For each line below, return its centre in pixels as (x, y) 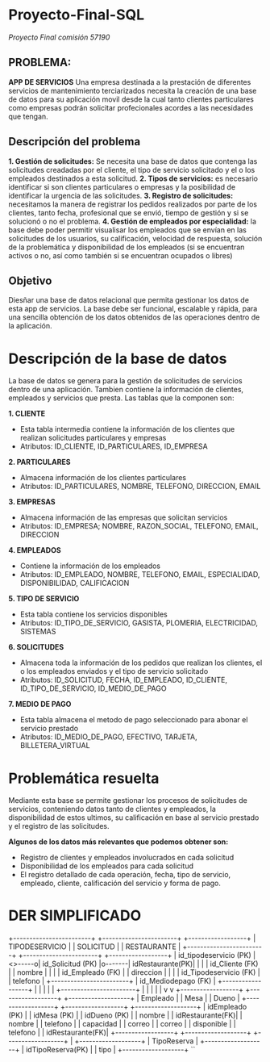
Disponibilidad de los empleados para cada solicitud (107, 866)
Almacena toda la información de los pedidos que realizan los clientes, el (141, 663)
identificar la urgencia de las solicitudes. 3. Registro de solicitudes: (121, 195)
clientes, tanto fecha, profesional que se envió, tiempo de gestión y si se (129, 212)
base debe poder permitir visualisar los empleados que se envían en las (128, 230)
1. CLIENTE (27, 414)
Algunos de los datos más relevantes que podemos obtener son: (118, 842)
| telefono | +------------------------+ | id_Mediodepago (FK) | (112, 981)
